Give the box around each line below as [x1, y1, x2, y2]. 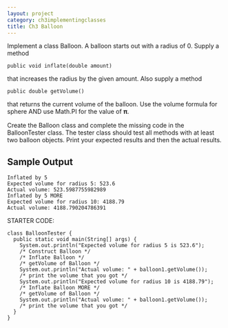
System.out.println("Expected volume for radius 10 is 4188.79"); [19, 278, 214, 285]
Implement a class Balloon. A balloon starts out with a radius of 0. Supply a [7, 42, 219, 50]
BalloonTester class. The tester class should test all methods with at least [7, 128, 215, 137]
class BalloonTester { [7, 230, 72, 237]
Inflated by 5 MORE [7, 193, 63, 200]
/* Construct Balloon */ [19, 248, 91, 255]
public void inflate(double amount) [7, 63, 112, 70]
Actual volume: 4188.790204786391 [7, 204, 107, 211]
